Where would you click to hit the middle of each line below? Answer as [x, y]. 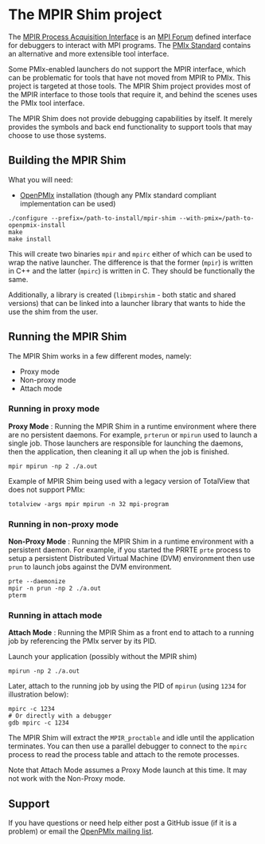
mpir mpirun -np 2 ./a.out [53, 466]
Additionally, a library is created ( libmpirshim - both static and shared [122, 294]
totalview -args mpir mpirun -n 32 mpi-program [89, 504]
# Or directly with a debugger [60, 716]
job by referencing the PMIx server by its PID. [82, 641]
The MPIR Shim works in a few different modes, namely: [100, 355]
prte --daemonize [37, 582]
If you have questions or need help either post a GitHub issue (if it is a [123, 823]
